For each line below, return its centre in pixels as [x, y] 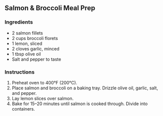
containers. [23, 109]
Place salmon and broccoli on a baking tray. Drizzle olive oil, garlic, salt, [85, 88]
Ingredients [19, 22]
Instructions [20, 72]
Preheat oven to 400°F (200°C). [44, 82]
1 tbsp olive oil [26, 54]
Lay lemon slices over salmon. [43, 98]
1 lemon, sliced [27, 43]
